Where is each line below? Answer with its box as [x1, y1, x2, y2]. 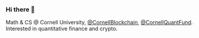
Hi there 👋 [5, 5, 36, 14]
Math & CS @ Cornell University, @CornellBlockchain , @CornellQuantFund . [5, 19, 193, 26]
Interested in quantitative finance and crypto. [5, 25, 118, 32]
